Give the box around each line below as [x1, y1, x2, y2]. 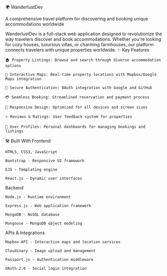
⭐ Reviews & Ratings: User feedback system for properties [5, 114, 133, 119]
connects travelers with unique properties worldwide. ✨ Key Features [5, 47, 150, 53]
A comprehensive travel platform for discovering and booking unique [5, 16, 148, 22]
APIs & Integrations [5, 230, 45, 236]
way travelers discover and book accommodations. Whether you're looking [5, 36, 161, 42]
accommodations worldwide [5, 21, 65, 27]
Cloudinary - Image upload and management [5, 248, 96, 253]
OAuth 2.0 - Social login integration [5, 266, 87, 271]
